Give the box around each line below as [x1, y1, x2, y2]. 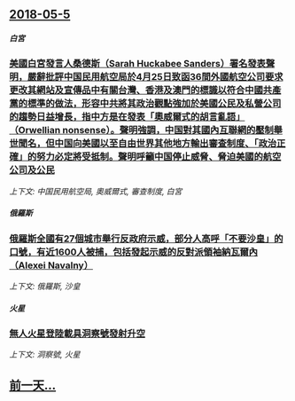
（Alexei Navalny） [9, 259, 94, 271]
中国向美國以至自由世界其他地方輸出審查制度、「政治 [54, 138, 277, 150]
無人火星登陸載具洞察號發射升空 [9, 327, 146, 340]
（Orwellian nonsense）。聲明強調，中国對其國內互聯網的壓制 [9, 124, 275, 137]
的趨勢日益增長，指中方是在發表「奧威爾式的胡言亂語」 [9, 111, 245, 123]
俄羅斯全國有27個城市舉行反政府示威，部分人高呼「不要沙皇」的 [9, 232, 283, 245]
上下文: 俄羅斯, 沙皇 [9, 281, 81, 292]
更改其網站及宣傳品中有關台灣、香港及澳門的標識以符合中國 [9, 84, 264, 97]
